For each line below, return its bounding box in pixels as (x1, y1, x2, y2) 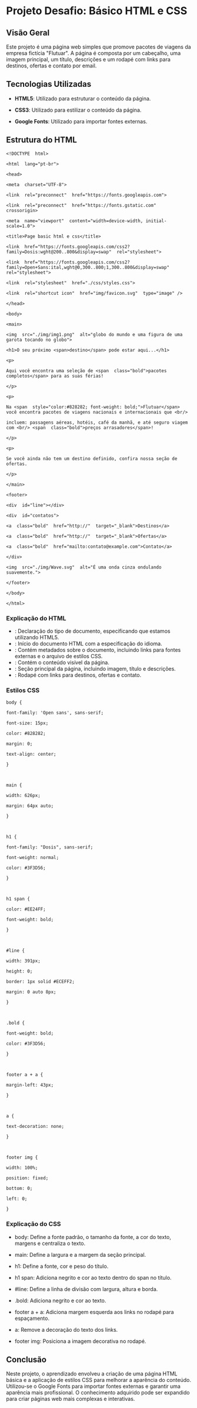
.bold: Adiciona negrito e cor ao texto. (14, 1297, 106, 1304)
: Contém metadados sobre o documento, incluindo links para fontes (14, 646, 181, 653)
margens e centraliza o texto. (14, 1240, 86, 1247)
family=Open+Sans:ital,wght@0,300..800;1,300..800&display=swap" (6, 264, 169, 270)
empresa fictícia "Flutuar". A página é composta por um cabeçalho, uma (6, 50, 181, 57)
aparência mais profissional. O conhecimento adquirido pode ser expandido (6, 1389, 190, 1396)
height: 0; (6, 968, 33, 974)
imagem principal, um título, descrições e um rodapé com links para (6, 56, 171, 63)
